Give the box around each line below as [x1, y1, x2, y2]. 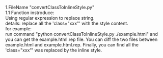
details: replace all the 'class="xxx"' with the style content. [5, 20, 128, 26]
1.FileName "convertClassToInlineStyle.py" [5, 5, 95, 10]
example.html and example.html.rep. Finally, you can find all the [5, 42, 139, 47]
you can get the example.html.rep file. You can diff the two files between [5, 36, 158, 42]
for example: [5, 26, 32, 32]
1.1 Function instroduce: [5, 10, 55, 16]
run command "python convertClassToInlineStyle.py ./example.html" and [5, 31, 158, 37]
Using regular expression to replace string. [5, 15, 95, 21]
